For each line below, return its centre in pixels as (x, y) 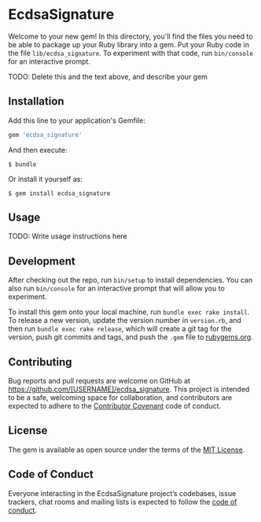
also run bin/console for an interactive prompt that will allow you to (117, 288)
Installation (36, 101)
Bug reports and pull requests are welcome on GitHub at (99, 381)
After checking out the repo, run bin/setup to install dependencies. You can (130, 280)
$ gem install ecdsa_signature (59, 193)
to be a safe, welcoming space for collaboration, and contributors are (120, 398)
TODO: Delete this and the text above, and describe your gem (108, 76)
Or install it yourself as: (45, 179)
